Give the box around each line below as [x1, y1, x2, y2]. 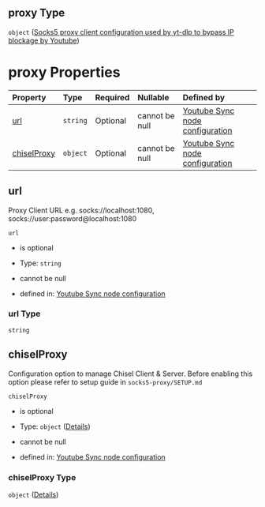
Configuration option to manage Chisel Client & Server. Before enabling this [8, 369, 253, 378]
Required [95, 92, 130, 103]
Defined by [182, 92, 226, 103]
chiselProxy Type [8, 471, 77, 483]
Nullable [137, 92, 170, 103]
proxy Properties [8, 63, 121, 81]
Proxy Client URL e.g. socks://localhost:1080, [8, 205, 155, 215]
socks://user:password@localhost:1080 [8, 213, 137, 223]
